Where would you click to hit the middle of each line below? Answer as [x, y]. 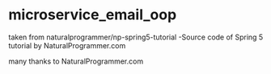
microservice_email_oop [93, 15]
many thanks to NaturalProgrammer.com [76, 61]
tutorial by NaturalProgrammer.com [67, 45]
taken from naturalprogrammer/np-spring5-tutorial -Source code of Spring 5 [136, 37]
